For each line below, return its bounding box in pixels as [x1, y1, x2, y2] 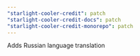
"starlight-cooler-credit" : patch [7, 10, 106, 17]
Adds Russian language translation [7, 42, 105, 50]
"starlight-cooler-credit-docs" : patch [7, 16, 121, 23]
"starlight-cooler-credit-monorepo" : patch [7, 23, 134, 29]
